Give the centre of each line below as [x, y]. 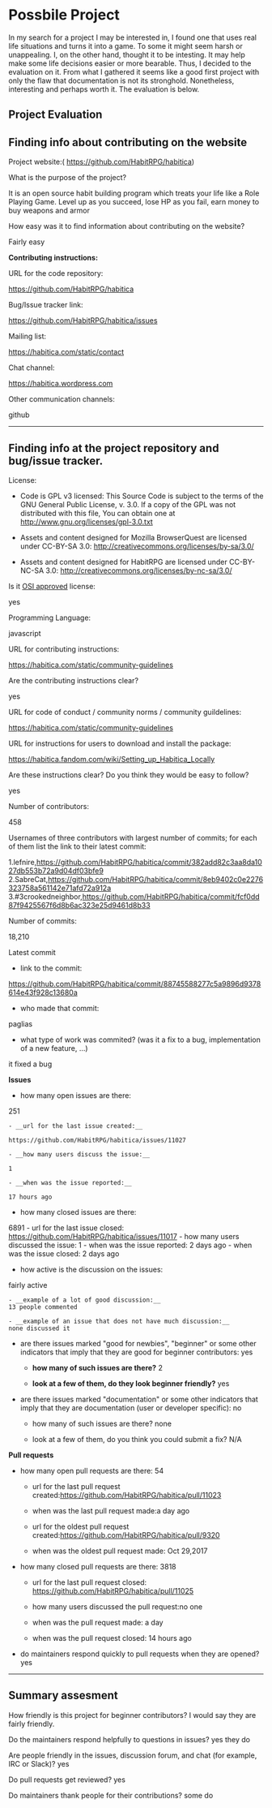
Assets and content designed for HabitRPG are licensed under [124, 562]
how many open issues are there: [76, 1095]
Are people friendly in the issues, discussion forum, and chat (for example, [133, 1755]
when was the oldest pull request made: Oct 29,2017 [120, 1551]
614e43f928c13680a [43, 992]
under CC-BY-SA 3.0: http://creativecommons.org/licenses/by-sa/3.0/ [137, 546]
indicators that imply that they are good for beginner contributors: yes [136, 1352]
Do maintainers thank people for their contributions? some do [111, 1795]
